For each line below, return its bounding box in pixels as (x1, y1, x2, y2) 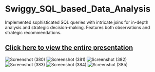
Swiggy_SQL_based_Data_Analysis (5, 3, 151, 14)
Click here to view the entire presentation (5, 43, 133, 52)
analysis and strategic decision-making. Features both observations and (5, 24, 150, 30)
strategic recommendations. (5, 29, 62, 35)
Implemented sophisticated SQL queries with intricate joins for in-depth (5, 19, 149, 25)
